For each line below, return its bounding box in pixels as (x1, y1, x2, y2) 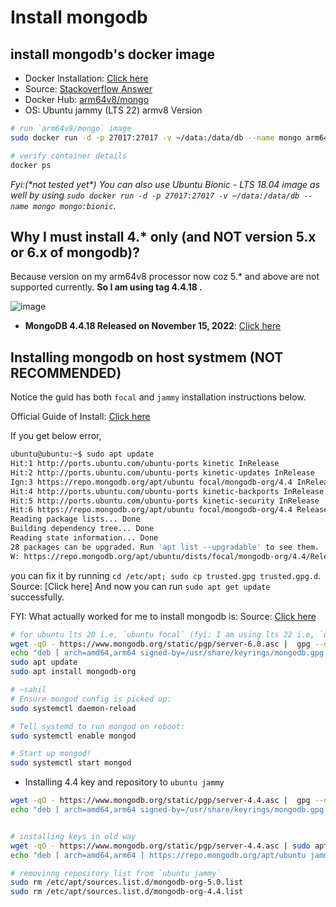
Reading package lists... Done (10, 514, 141, 525)
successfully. (10, 591, 65, 603)
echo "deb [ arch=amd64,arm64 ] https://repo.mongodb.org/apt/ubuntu (10, 850, 307, 860)
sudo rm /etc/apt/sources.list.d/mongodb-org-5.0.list (10, 877, 244, 888)
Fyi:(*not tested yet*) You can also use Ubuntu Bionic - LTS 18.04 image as (10, 178, 321, 190)
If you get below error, (10, 430, 102, 442)
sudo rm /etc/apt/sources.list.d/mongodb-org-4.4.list (10, 887, 244, 897)
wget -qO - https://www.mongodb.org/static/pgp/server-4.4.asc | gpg (10, 796, 311, 806)
